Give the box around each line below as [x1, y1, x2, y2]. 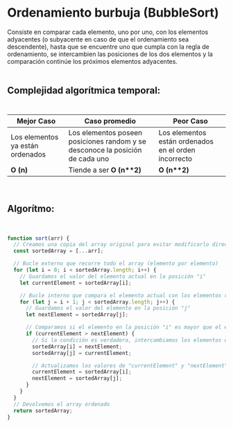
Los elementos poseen [68, 128, 143, 137]
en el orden [158, 145, 196, 155]
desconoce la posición [68, 145, 142, 155]
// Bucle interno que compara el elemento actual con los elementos [19, 292, 222, 299]
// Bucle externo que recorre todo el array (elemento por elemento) [13, 260, 218, 268]
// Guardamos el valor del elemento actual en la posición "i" [19, 272, 207, 280]
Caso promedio [84, 116, 137, 125]
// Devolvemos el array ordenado [13, 401, 110, 408]
